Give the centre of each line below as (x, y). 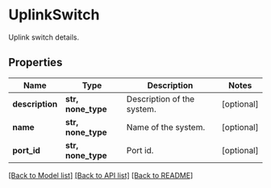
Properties (35, 63)
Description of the (161, 98)
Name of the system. (166, 127)
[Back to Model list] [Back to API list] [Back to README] (101, 175)
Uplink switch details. (44, 37)
